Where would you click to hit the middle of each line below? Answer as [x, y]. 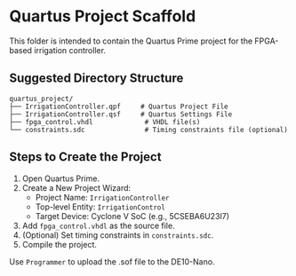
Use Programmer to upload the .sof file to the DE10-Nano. [112, 261]
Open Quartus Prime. [61, 178]
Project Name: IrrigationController [103, 197]
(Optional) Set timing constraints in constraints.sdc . [118, 235]
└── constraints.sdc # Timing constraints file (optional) [149, 130]
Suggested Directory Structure [96, 79]
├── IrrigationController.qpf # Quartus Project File [119, 106]
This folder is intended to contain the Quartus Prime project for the [131, 41]
